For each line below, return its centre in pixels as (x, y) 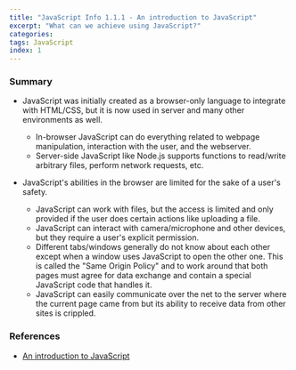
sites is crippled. (66, 313)
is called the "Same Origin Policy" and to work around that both (152, 266)
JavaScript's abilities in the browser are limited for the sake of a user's (151, 182)
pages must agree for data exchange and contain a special (143, 276)
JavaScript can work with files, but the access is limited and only (154, 209)
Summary (31, 82)
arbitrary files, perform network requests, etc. (119, 165)
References (35, 336)
